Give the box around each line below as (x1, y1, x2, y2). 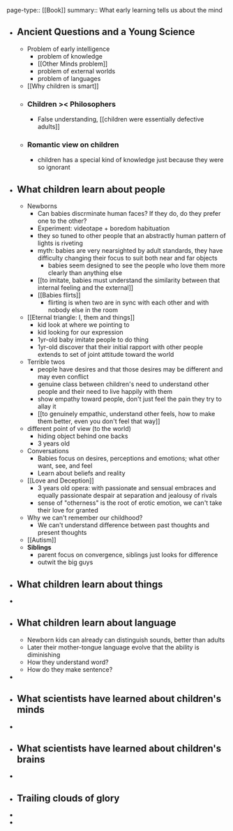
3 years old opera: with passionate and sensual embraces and (37, 484, 216, 492)
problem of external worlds (37, 66, 116, 75)
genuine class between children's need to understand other (37, 380, 210, 388)
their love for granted (37, 506, 98, 515)
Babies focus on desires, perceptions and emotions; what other (37, 454, 220, 463)
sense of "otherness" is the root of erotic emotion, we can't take (37, 499, 223, 507)
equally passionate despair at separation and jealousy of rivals (37, 492, 218, 500)
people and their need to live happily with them (37, 388, 173, 396)
